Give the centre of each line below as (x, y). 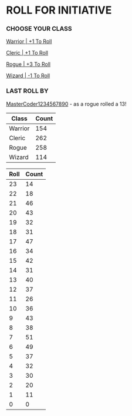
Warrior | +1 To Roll (29, 41)
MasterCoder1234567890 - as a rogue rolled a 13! (66, 104)
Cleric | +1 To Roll (27, 53)
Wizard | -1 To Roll (28, 76)
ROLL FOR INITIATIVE (59, 10)
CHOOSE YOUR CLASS (39, 29)
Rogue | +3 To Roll (28, 64)
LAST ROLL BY (27, 91)
